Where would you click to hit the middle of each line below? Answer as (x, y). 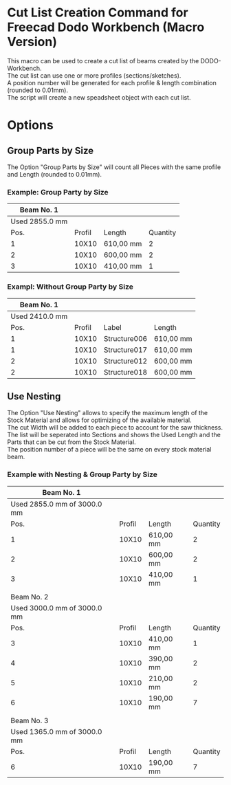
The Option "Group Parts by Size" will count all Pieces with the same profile (114, 167)
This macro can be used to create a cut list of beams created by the (103, 60)
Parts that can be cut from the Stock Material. (71, 442)
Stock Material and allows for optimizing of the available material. (99, 420)
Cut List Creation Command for (98, 13)
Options (30, 125)
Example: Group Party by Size (58, 192)
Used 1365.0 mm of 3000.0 (56, 731)
